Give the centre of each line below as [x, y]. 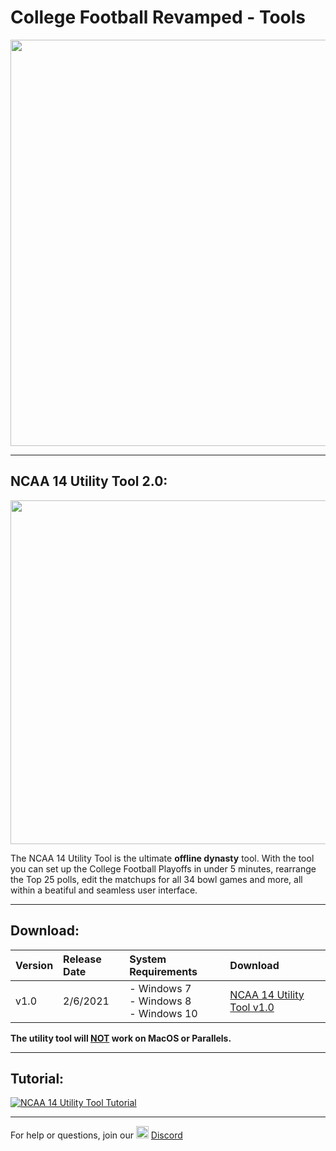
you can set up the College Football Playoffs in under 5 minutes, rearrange [163, 868]
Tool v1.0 [252, 1007]
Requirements [163, 971]
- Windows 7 [160, 988]
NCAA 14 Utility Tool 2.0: [89, 481]
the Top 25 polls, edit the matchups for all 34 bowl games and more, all [156, 879]
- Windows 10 [163, 1013]
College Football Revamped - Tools [158, 17]
